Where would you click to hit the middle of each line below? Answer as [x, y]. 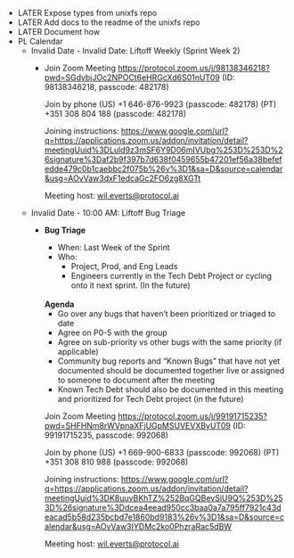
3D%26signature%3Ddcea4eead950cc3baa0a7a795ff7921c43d [163, 508]
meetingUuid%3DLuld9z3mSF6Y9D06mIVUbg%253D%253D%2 [163, 150]
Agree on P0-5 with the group [112, 332]
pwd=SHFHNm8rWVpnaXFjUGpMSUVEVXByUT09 [138, 426]
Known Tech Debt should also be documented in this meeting [170, 390]
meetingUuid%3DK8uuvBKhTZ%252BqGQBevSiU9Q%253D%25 [163, 498]
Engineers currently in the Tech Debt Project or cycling [171, 276]
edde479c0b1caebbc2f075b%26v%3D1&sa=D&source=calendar [163, 169]
